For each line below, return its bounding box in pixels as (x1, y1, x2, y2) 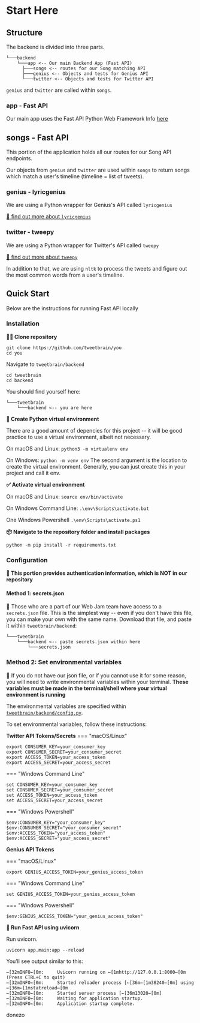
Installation (6, 319, 40, 328)
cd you (6, 350, 23, 356)
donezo (6, 1011, 25, 1018)
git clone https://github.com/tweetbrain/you (6, 344, 122, 351)
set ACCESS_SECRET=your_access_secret (6, 797, 103, 803)
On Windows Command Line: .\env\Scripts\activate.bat (6, 505, 150, 512)
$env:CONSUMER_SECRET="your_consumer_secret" (6, 824, 122, 831)
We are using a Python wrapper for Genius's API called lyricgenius (6, 202, 172, 209)
